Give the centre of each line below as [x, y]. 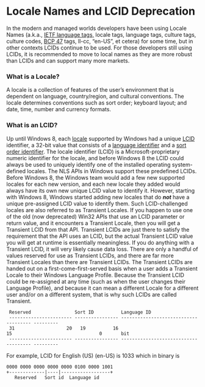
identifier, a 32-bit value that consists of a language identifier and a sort [96, 145]
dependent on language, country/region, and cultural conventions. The [95, 97]
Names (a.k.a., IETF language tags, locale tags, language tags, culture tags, [101, 34]
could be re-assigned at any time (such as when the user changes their [96, 281]
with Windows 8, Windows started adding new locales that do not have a [98, 197]
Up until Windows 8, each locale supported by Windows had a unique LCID [101, 138]
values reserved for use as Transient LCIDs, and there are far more [90, 256]
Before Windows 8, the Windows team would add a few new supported [95, 177]
